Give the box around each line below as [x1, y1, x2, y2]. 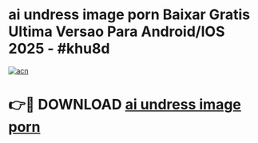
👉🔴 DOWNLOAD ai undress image [8, 96, 242, 113]
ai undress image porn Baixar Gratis [8, 6, 250, 24]
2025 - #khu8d [8, 40, 110, 58]
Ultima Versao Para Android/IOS [8, 22, 225, 41]
